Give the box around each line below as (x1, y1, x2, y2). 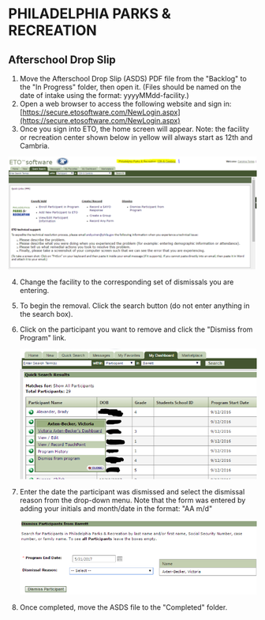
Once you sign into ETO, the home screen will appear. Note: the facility (19, 124, 250, 133)
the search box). (19, 310, 73, 319)
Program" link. (19, 333, 67, 343)
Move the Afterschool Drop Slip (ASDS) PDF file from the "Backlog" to (19, 74, 247, 83)
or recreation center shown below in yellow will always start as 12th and (19, 133, 253, 142)
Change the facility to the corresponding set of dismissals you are (19, 277, 234, 287)
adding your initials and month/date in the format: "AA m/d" (19, 503, 213, 513)
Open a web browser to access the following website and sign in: (19, 100, 232, 108)
